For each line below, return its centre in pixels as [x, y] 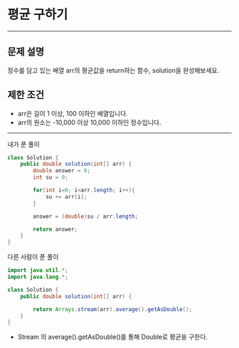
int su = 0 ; [51, 178]
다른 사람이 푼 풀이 [33, 257]
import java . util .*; [38, 270]
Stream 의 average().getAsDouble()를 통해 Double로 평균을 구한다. [113, 337]
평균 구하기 [38, 15]
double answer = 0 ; [62, 171]
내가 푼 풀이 [24, 144]
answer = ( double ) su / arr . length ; [86, 216]
